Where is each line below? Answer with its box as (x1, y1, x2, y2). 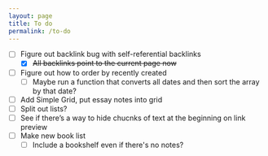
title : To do (8, 19, 53, 28)
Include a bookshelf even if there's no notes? (32, 140, 184, 149)
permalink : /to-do (8, 27, 71, 35)
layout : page (8, 11, 53, 20)
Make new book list (20, 131, 86, 141)
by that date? (32, 86, 77, 96)
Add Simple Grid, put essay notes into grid (20, 94, 163, 104)
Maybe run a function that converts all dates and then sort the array (32, 76, 260, 86)
